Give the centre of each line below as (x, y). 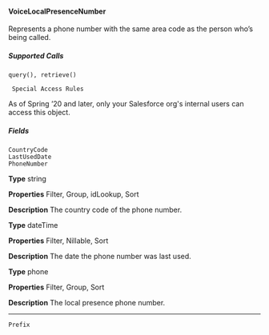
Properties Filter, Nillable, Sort (58, 241)
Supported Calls (36, 55)
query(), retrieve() (43, 75)
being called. (30, 38)
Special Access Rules (48, 89)
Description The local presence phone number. (87, 303)
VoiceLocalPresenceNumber (57, 11)
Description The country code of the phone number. (95, 210)
